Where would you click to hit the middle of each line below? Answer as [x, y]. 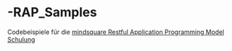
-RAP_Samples [52, 12]
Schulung [21, 39]
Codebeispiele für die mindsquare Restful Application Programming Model [116, 32]
